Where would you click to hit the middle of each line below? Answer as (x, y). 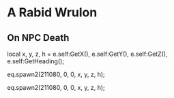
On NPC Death (38, 38)
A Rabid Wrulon (52, 13)
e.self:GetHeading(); (36, 61)
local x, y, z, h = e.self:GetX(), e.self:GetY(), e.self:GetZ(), (87, 54)
